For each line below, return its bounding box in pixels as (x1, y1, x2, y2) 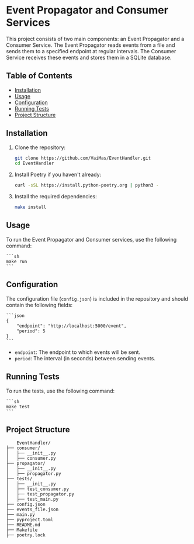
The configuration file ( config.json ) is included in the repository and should (6, 295, 189, 302)
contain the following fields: (6, 301, 73, 308)
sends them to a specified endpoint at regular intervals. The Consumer (6, 47, 176, 54)
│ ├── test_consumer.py (6, 486, 69, 492)
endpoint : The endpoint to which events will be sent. (14, 349, 141, 356)
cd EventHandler (14, 160, 54, 167)
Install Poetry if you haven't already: (14, 171, 102, 178)
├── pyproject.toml (6, 517, 54, 523)
